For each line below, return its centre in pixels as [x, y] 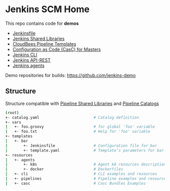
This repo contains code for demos [42, 23]
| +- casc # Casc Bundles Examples [75, 183]
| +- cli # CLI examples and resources [81, 174]
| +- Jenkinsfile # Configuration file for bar [81, 145]
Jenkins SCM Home [48, 9]
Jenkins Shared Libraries [38, 39]
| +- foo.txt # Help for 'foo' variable [78, 132]
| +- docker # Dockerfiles [64, 169]
